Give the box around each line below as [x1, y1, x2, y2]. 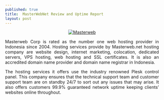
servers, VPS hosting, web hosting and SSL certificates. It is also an [5, 54, 159, 60]
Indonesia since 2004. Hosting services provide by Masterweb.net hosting [5, 44, 159, 50]
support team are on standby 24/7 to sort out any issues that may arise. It [5, 79, 159, 85]
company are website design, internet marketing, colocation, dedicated [5, 49, 159, 55]
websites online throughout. [5, 89, 61, 95]
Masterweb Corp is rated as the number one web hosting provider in [5, 39, 159, 45]
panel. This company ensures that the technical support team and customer [5, 74, 159, 80]
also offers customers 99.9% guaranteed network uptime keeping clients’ [5, 84, 159, 90]
